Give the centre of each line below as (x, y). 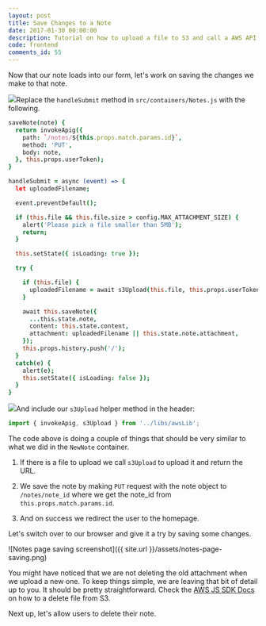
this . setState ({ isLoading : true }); (78, 254)
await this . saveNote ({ (60, 311)
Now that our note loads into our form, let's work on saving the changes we (131, 75)
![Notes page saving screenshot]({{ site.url (78, 549)
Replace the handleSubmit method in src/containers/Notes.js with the (131, 100)
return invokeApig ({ (49, 130)
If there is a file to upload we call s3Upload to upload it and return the (131, 462)
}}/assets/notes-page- (186, 549)
